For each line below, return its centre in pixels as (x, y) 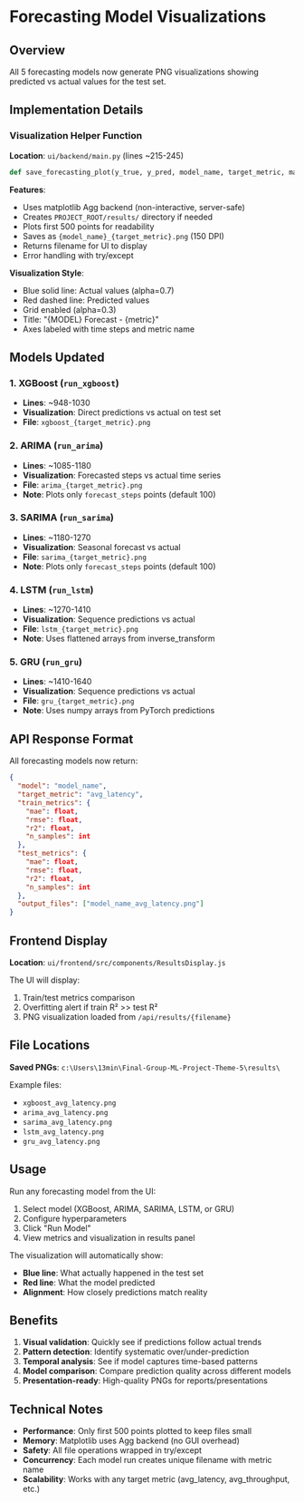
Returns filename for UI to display (85, 246)
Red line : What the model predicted (89, 1282)
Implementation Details (76, 110)
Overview (38, 50)
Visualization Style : (47, 273)
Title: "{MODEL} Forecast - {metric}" (91, 319)
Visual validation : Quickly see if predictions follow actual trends (142, 1342)
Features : (28, 189)
